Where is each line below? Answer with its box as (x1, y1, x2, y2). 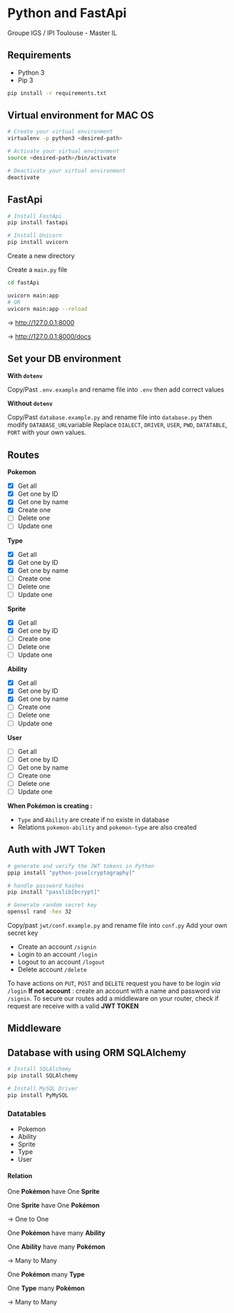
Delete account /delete (17, 965, 87, 974)
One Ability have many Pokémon (7, 1242, 106, 1251)
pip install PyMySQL (7, 1091, 69, 1099)
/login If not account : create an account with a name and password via (7, 986, 221, 995)
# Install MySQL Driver (7, 1085, 78, 1092)
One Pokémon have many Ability (7, 1229, 106, 1237)
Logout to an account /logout (17, 958, 106, 966)
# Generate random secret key (7, 901, 98, 909)
